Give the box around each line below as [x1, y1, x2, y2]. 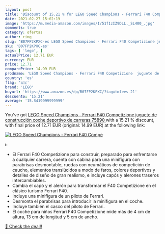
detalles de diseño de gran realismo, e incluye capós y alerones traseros [12, 172, 159, 178]
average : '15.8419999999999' [5, 99, 65, 104]
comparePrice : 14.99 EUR [5, 67, 56, 72]
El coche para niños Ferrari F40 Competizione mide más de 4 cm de [12, 209, 151, 215]
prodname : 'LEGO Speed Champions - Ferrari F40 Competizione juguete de [5, 71, 160, 76]
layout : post [5, 7, 32, 12]
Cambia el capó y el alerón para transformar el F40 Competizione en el [12, 182, 156, 189]
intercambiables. [12, 178, 46, 183]
